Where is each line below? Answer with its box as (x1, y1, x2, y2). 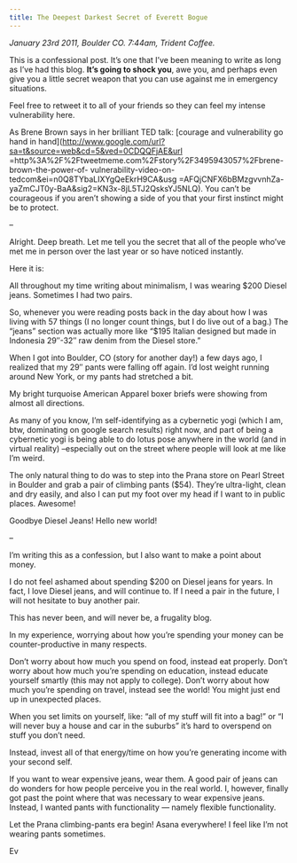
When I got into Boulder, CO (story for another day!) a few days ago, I (9, 352, 263, 363)
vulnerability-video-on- (90, 164, 176, 175)
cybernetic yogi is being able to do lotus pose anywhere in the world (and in (9, 434, 286, 444)
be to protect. (9, 201, 59, 213)
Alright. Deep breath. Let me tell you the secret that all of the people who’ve (9, 236, 286, 247)
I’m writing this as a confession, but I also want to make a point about (9, 549, 262, 560)
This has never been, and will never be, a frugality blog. (9, 612, 213, 623)
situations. (9, 82, 47, 93)
